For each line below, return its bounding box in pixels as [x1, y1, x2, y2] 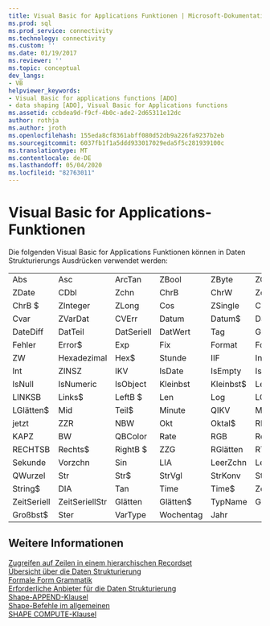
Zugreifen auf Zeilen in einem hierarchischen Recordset [8, 558, 193, 567]
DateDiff [12, 326, 44, 337]
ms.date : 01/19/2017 [8, 49, 78, 57]
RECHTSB [12, 443, 51, 455]
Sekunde [12, 456, 47, 467]
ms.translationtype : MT [8, 146, 88, 154]
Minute [159, 404, 186, 415]
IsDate [159, 365, 184, 377]
